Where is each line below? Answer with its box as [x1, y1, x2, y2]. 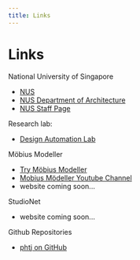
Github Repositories [8, 227, 72, 236]
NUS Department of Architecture [19, 95, 126, 105]
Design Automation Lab [19, 134, 96, 143]
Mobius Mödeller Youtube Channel [19, 173, 132, 182]
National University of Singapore [8, 72, 114, 81]
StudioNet [8, 196, 41, 206]
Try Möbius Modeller [19, 165, 87, 174]
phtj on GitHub [19, 242, 67, 252]
